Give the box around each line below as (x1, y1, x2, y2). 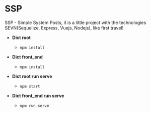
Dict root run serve (12, 73, 52, 79)
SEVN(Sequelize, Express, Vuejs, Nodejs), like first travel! (5, 24, 124, 30)
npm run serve (19, 103, 49, 108)
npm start (19, 83, 41, 89)
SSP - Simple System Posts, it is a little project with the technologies (5, 19, 146, 25)
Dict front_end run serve (12, 92, 64, 98)
